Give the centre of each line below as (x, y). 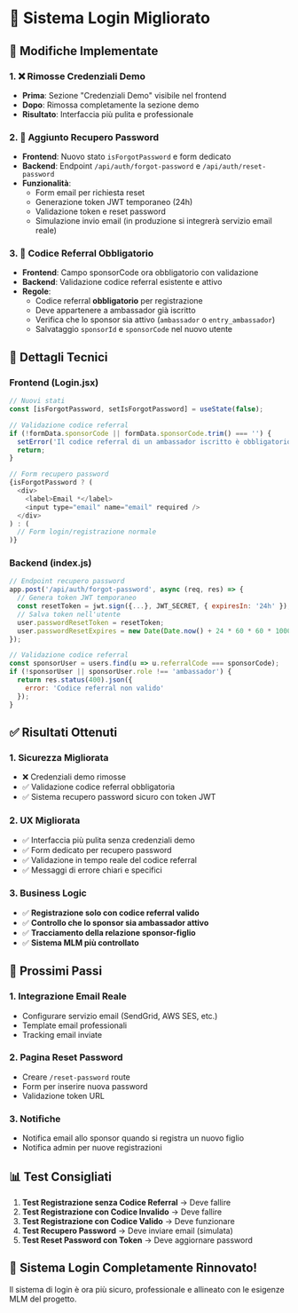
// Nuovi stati (37, 401)
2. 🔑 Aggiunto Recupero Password (84, 137)
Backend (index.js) (51, 563)
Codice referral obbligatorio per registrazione (119, 301)
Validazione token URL (63, 1095)
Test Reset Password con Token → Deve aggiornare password (137, 1240)
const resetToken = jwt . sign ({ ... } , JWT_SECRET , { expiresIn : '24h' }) (153, 606)
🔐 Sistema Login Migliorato (110, 18)
